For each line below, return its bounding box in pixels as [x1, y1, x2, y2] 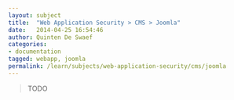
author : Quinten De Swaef [8, 33, 93, 41]
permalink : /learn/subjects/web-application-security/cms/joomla [8, 62, 226, 70]
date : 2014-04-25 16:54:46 [8, 26, 104, 34]
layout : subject [8, 11, 61, 20]
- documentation [8, 48, 61, 55]
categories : [8, 41, 47, 48]
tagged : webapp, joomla [8, 55, 86, 63]
